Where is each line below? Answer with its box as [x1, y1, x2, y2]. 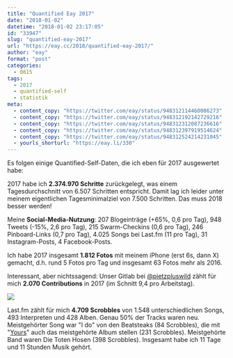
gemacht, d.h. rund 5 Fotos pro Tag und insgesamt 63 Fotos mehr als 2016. [7, 258, 223, 267]
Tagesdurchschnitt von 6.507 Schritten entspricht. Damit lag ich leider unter [7, 187, 225, 196]
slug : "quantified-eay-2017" [7, 36, 92, 43]
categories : [7, 62, 42, 69]
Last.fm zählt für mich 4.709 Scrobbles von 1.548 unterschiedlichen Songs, [7, 306, 225, 314]
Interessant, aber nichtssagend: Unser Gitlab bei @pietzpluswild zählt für [7, 272, 217, 281]
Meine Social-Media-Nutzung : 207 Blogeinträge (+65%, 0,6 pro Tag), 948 [7, 215, 222, 224]
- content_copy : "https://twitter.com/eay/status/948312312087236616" [13, 120, 223, 127]
